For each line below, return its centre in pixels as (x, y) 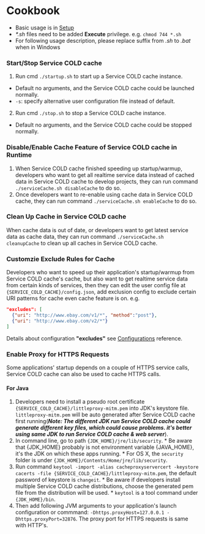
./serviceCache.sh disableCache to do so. (68, 188)
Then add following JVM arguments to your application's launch (96, 506)
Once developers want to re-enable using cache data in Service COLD (104, 194)
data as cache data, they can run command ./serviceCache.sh (85, 236)
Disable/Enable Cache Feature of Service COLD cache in (92, 148)
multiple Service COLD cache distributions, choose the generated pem (104, 486)
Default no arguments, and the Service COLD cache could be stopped (103, 125)
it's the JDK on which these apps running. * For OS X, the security (99, 454)
